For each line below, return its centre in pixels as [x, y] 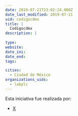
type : [11, 43]
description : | [21, 33]
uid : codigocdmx [22, 19]
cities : [13, 70]
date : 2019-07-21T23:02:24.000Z [39, 10]
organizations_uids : [27, 80]
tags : [11, 61]
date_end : [16, 56]
